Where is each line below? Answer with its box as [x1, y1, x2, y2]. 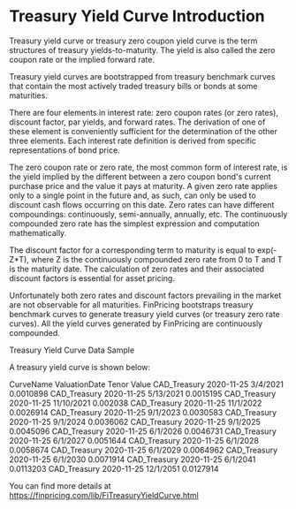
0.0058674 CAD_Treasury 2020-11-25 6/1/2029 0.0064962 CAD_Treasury [9, 444, 278, 455]
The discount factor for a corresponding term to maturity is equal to [9, 245, 256, 255]
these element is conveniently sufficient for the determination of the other [9, 125, 278, 136]
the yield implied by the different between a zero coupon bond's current [9, 171, 271, 182]
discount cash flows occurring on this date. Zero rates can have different [9, 199, 275, 209]
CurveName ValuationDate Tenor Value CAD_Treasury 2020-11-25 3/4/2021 [9, 378, 285, 390]
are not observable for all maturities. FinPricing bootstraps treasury [9, 299, 254, 310]
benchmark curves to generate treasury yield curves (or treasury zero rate [9, 308, 280, 319]
